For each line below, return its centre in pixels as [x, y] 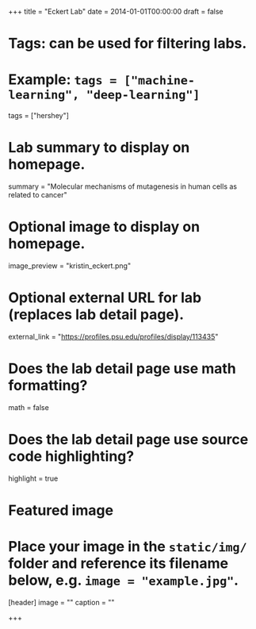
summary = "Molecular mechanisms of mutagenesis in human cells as [123, 186]
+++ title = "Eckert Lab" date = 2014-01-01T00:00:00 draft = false [116, 12]
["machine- [160, 81]
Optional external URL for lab [105, 298]
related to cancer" [38, 195]
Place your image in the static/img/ [128, 547]
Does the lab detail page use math [122, 369]
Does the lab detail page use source [128, 440]
